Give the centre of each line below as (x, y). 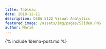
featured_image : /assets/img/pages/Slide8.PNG (53, 23)
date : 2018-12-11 (23, 14)
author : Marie (19, 28)
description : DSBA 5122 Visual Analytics (48, 18)
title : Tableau (20, 9)
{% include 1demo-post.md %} (36, 41)
